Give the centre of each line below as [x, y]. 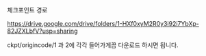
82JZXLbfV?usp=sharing [42, 31]
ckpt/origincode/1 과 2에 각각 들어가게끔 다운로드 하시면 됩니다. [93, 45]
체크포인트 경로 [27, 10]
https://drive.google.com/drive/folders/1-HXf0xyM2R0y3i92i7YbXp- [103, 24]
